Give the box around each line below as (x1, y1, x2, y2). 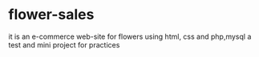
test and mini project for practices (8, 40, 120, 49)
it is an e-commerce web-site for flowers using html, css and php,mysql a (8, 32, 252, 41)
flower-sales (8, 6, 95, 24)
